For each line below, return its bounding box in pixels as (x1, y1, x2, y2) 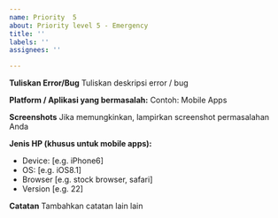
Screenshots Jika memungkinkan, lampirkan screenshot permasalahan (9, 112, 270, 123)
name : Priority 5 (9, 12, 77, 22)
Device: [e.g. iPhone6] (21, 155, 104, 166)
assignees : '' (9, 46, 62, 55)
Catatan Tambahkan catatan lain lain (9, 200, 143, 212)
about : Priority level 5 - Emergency (9, 21, 149, 30)
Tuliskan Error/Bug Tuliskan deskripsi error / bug (9, 78, 189, 88)
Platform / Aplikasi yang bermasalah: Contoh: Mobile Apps (9, 94, 228, 106)
